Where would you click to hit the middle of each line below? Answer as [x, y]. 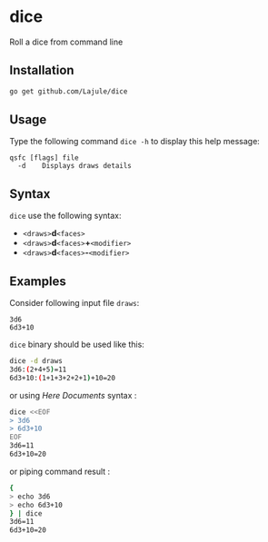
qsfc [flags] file [44, 158]
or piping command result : [60, 471]
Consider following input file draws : [74, 303]
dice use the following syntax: [65, 216]
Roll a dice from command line [66, 42]
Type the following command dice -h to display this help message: [135, 142]
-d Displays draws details [74, 166]
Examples [38, 281]
